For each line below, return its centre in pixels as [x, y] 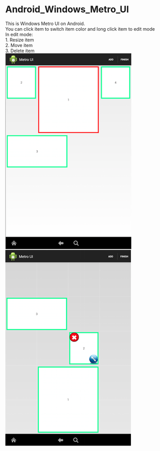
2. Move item [19, 45]
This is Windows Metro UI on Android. [45, 23]
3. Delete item [20, 51]
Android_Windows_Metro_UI [67, 9]
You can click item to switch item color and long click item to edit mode [80, 29]
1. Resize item [20, 40]
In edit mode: [19, 34]
